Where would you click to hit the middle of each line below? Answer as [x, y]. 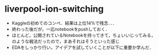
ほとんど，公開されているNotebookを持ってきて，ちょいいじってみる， [84, 35]
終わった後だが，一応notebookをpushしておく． [61, 29]
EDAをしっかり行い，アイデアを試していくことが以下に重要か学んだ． [82, 47]
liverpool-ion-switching [54, 9]
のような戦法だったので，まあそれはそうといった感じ [66, 41]
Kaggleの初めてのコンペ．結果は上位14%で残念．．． [64, 23]
